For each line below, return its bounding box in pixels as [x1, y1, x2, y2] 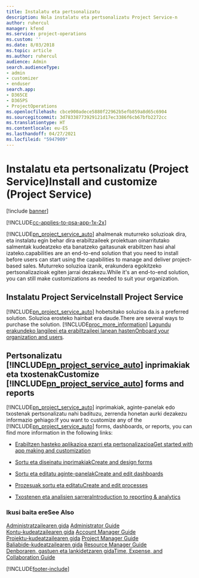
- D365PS [6, 97, 28, 103]
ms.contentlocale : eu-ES [6, 125, 68, 131]
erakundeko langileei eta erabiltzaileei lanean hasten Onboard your [6, 327, 169, 334]
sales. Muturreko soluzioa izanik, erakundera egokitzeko [23, 262, 162, 269]
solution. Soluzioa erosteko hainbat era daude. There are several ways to [6, 314, 184, 321]
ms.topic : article [6, 48, 52, 54]
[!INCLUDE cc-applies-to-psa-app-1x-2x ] [6, 219, 107, 226]
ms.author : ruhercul [6, 53, 58, 59]
